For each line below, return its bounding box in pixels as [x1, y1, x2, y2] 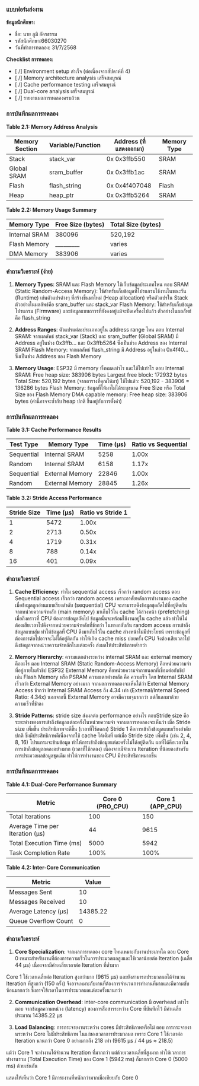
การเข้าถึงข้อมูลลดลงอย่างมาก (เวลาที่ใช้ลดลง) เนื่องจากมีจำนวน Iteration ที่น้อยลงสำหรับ [14, 746, 188, 753]
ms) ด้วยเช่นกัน [6, 1062, 38, 1069]
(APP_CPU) [150, 802, 182, 810]
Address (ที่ [114, 137, 146, 145]
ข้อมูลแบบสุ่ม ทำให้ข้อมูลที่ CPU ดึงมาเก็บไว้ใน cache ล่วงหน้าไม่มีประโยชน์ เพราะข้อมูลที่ [14, 628, 191, 635]
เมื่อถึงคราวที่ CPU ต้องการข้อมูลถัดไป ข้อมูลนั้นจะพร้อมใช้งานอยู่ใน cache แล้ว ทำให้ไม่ [14, 615, 188, 622]
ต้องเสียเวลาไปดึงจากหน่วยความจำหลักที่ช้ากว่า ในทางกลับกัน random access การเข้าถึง [14, 622, 191, 629]
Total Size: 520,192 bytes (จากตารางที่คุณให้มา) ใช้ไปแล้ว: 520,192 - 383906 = [14, 377, 190, 384]
